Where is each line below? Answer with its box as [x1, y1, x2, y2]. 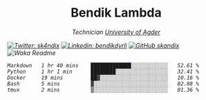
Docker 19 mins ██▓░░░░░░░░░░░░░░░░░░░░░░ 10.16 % [7, 74, 199, 81]
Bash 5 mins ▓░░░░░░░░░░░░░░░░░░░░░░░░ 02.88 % [7, 80, 199, 87]
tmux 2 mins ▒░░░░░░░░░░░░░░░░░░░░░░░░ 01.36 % [7, 86, 199, 93]
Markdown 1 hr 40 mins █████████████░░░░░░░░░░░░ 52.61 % [7, 62, 199, 69]
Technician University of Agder [71, 28, 161, 36]
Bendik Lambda [71, 5, 162, 21]
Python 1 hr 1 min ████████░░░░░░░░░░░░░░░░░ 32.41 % [7, 68, 199, 75]
